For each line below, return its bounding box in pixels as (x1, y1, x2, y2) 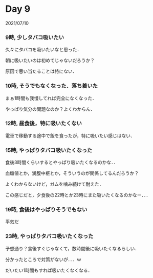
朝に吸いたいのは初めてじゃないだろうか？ (5, 57, 95, 64)
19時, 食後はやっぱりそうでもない (5, 206, 88, 213)
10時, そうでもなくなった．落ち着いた (5, 83, 98, 90)
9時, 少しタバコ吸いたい (5, 34, 64, 41)
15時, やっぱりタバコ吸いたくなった (5, 147, 93, 154)
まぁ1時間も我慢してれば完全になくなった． (5, 95, 97, 101)
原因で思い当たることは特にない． (5, 68, 77, 74)
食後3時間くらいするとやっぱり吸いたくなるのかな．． (5, 160, 118, 166)
